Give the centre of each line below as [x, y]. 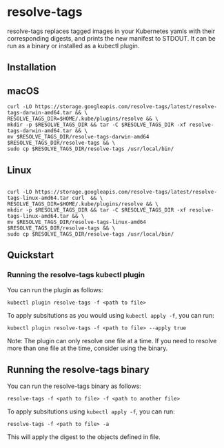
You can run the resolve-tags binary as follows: [74, 386]
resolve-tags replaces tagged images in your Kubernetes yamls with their [111, 31]
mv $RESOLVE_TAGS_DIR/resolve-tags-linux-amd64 [77, 222]
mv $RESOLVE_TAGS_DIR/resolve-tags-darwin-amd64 [78, 137]
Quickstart [31, 255]
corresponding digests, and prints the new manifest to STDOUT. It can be [111, 38]
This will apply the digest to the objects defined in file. [84, 437]
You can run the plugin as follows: [55, 289]
